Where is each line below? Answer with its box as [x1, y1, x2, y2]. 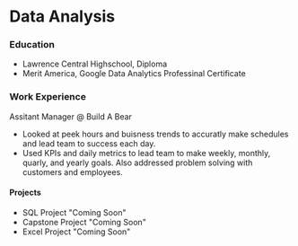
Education [9, 39, 56, 51]
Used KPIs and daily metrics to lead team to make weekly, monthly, [22, 147, 271, 158]
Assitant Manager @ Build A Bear [9, 110, 133, 122]
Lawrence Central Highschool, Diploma [22, 58, 168, 69]
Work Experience [9, 91, 87, 103]
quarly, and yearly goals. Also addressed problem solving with [22, 157, 253, 168]
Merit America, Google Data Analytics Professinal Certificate [22, 68, 247, 79]
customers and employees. [22, 166, 123, 177]
